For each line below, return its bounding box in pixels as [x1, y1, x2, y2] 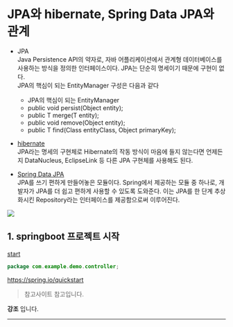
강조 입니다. [7, 304, 40, 312]
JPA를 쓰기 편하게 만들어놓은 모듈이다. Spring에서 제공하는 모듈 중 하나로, [17, 178, 217, 186]
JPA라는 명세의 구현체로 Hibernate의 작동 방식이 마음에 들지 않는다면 [17, 147, 205, 156]
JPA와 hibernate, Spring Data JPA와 [7, 6, 215, 22]
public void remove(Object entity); [27, 118, 126, 127]
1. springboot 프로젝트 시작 [7, 231, 120, 242]
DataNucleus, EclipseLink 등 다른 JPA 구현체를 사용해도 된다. [24, 156, 193, 164]
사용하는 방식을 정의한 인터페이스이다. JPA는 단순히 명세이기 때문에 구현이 [17, 64, 218, 72]
